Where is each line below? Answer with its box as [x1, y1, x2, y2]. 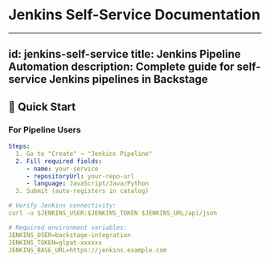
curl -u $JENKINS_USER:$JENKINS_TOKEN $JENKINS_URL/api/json [8, 209, 218, 218]
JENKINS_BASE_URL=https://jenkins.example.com [8, 246, 167, 254]
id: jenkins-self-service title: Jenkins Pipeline [8, 47, 241, 61]
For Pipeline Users [8, 124, 82, 135]
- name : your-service [26, 165, 99, 173]
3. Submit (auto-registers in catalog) [15, 187, 149, 195]
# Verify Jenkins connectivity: [8, 202, 117, 210]
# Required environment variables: [8, 223, 128, 231]
